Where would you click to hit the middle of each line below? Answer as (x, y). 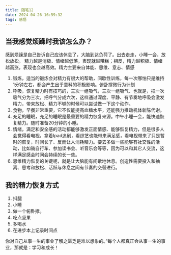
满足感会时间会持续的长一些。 (48, 155)
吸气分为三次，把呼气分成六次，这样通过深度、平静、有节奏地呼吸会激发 (88, 97)
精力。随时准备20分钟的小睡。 (49, 123)
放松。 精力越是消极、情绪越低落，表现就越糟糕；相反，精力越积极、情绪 (86, 61)
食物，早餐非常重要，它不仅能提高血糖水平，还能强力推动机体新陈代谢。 (88, 110)
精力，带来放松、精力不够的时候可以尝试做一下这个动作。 (73, 104)
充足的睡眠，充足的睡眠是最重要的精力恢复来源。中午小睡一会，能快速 (86, 117)
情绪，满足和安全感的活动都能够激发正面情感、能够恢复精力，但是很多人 (88, 129)
